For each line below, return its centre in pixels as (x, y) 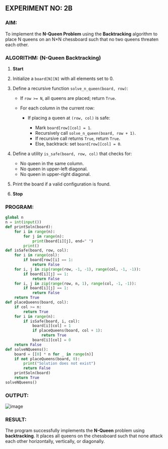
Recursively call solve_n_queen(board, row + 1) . (86, 133)
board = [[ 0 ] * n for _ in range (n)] (54, 354)
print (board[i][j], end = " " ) (63, 241)
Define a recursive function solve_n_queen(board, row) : (70, 88)
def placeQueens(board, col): (37, 303)
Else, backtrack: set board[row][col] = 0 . (78, 143)
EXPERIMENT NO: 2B (39, 8)
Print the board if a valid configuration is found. (62, 184)
